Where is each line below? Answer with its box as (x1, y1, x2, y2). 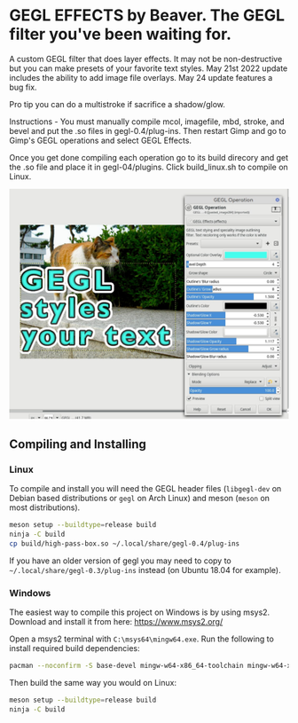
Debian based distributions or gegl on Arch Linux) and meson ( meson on (9, 493, 271, 504)
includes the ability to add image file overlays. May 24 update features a (9, 72, 273, 83)
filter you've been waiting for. (9, 24, 232, 44)
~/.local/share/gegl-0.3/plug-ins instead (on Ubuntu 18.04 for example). (9, 564, 281, 575)
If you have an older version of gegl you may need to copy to (9, 555, 232, 566)
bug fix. (9, 82, 37, 92)
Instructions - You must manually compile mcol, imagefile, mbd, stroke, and (9, 116, 286, 127)
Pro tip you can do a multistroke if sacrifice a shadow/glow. (9, 98, 226, 109)
